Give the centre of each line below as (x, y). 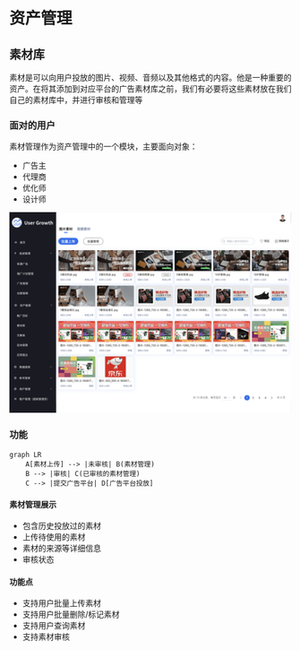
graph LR (26, 455)
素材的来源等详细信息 (61, 549)
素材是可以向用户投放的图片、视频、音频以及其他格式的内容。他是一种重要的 (150, 78)
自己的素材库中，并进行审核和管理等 (76, 100)
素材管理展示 (33, 504)
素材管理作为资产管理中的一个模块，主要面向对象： (103, 147)
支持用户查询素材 (54, 626)
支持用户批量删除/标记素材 (71, 614)
